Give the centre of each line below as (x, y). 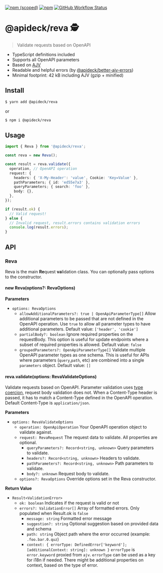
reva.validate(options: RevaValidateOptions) (51, 376)
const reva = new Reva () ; (31, 155)
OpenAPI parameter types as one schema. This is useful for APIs (84, 355)
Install (15, 91)
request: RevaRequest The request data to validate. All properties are (88, 437)
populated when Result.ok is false (54, 513)
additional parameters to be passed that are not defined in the (81, 319)
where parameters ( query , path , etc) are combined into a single (82, 360)
